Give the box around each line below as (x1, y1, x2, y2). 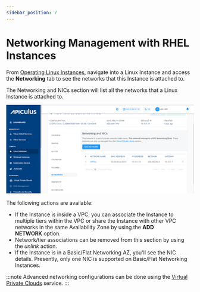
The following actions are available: (6, 199, 93, 206)
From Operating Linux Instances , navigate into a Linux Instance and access (6, 69, 190, 76)
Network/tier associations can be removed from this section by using (14, 236, 185, 243)
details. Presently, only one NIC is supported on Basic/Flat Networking (14, 255, 187, 262)
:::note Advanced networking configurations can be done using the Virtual (6, 273, 188, 280)
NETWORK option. (14, 230, 61, 237)
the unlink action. (14, 242, 58, 250)
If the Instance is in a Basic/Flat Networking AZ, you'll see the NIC (14, 248, 177, 256)
